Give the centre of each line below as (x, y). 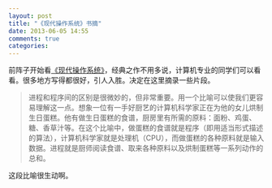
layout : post (30, 16)
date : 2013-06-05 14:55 (49, 31)
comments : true (34, 38)
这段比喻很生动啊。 (41, 176)
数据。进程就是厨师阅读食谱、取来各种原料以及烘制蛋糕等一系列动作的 (146, 148)
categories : (28, 46)
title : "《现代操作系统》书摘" (55, 23)
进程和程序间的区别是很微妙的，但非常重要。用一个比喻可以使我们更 (142, 97)
